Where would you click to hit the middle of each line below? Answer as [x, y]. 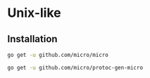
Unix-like [34, 13]
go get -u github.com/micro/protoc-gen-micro [75, 67]
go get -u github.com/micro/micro [58, 55]
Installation [32, 39]
